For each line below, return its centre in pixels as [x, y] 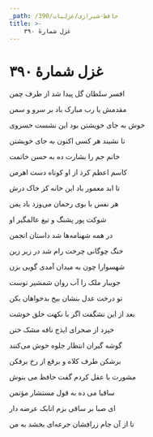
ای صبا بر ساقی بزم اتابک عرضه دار [62, 409]
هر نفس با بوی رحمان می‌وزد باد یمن [64, 204]
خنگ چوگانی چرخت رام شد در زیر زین [66, 251]
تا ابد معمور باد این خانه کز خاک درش [65, 188]
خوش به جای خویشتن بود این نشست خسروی [77, 125]
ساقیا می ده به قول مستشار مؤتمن [62, 393]
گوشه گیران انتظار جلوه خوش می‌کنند [66, 345]
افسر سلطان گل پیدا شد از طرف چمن [67, 93]
